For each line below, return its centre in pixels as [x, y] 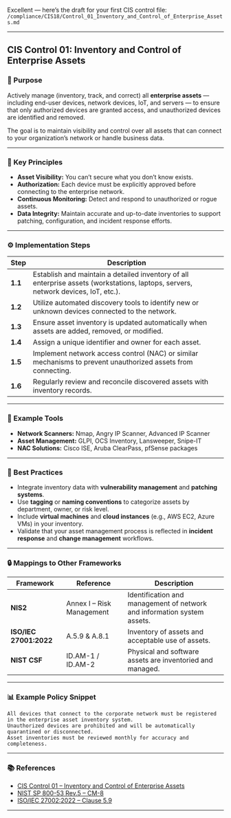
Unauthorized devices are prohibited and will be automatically [101, 726]
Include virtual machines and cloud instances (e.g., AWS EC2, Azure [116, 516]
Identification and [156, 595]
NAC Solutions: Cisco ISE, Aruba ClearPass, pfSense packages [107, 448]
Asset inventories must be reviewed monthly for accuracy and [98, 738]
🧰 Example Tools [35, 419]
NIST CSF [26, 661]
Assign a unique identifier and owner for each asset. [117, 342]
